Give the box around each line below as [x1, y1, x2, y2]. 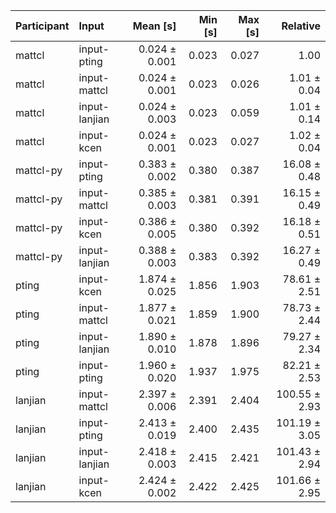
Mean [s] [132, 19, 177, 33]
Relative [281, 19, 321, 33]
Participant [15, 19, 70, 33]
